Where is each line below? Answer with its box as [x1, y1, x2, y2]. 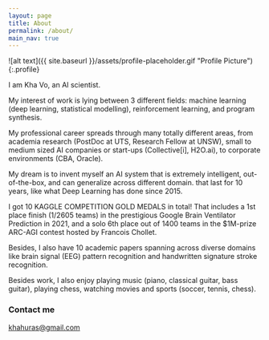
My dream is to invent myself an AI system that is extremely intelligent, [8, 169, 243, 179]
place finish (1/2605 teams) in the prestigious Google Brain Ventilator [8, 210, 236, 221]
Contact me [8, 304, 55, 315]
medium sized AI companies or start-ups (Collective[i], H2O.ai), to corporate [8, 145, 261, 155]
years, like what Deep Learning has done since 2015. [8, 186, 183, 196]
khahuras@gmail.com [8, 322, 80, 332]
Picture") [223, 56, 253, 66]
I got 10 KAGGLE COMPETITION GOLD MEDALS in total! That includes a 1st [8, 202, 256, 212]
